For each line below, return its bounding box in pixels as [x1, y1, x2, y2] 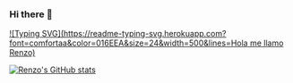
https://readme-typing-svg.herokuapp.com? [63, 29, 227, 39]
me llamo [249, 37, 284, 48]
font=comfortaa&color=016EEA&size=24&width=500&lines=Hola [9, 37, 248, 48]
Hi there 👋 [9, 8, 54, 21]
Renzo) [9, 47, 36, 58]
